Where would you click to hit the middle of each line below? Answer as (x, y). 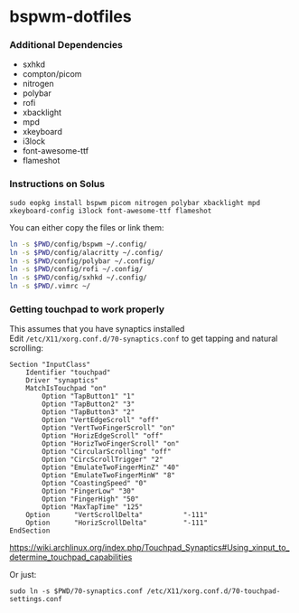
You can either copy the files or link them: (87, 227)
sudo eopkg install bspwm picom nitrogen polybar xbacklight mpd (135, 203)
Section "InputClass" (50, 365)
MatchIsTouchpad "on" (66, 389)
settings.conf (36, 599)
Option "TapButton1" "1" (89, 396)
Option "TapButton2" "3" (89, 404)
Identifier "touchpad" (68, 373)
